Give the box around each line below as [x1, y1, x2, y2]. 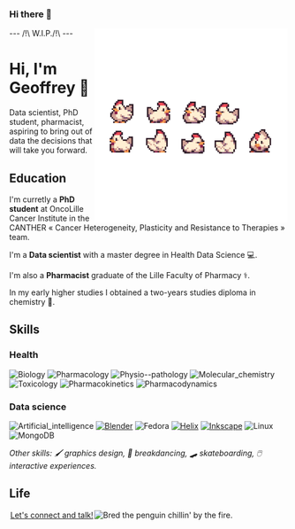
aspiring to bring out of [9, 126, 93, 136]
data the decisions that [9, 136, 93, 146]
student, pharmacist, [9, 117, 85, 128]
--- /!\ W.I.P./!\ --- [9, 28, 73, 39]
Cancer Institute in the [9, 213, 90, 224]
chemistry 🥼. [9, 297, 56, 307]
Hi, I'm [9, 59, 57, 79]
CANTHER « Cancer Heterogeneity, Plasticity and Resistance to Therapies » [9, 222, 285, 233]
